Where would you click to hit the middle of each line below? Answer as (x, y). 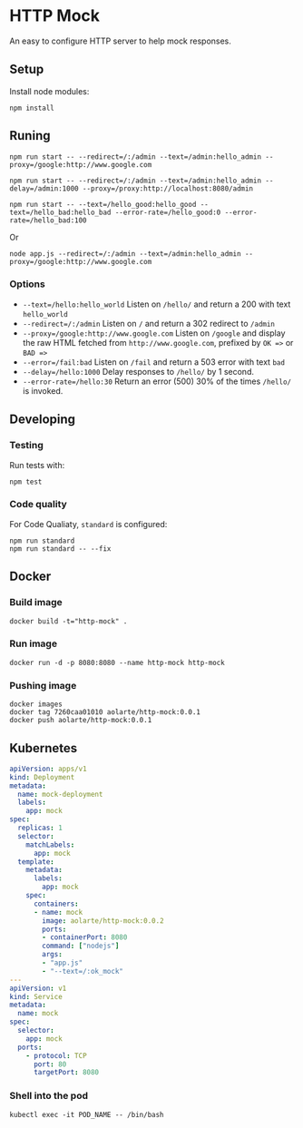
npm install (32, 108)
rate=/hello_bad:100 (49, 220)
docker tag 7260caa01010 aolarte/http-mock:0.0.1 (105, 712)
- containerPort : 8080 (85, 937)
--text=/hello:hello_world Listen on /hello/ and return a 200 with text (156, 304)
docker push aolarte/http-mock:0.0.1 (81, 721)
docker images (36, 704)
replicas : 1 (40, 828)
